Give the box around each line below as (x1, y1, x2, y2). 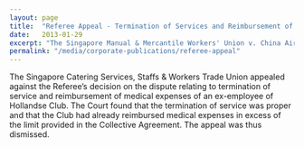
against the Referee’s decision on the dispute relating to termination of (9, 81, 271, 92)
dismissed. (9, 129, 50, 140)
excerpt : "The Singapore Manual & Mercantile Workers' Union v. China (9, 38, 281, 48)
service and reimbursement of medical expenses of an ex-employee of (9, 91, 274, 102)
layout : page (9, 13, 59, 23)
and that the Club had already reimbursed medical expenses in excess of (9, 110, 282, 121)
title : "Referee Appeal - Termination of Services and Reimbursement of (9, 22, 294, 31)
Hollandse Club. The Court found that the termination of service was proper (9, 100, 291, 111)
